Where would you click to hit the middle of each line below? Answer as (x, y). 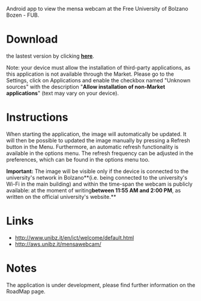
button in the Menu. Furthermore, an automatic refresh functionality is (92, 147)
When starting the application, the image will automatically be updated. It (97, 134)
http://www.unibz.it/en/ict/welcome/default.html (74, 237)
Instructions (37, 117)
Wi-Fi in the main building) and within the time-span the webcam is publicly (100, 184)
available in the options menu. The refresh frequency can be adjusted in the (100, 153)
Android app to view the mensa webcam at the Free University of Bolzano (97, 9)
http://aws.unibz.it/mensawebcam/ (58, 244)
